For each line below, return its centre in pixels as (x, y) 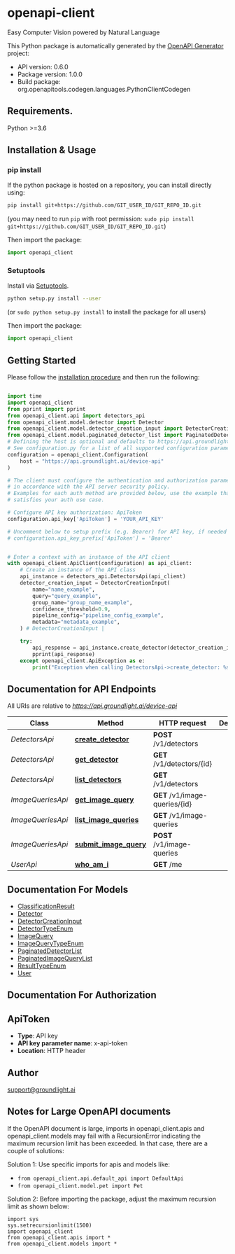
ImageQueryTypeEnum (50, 944)
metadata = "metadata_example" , (76, 622)
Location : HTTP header (51, 1051)
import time (24, 396)
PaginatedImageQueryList (55, 959)
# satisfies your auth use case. (56, 500)
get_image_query (104, 800)
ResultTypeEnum (42, 966)
